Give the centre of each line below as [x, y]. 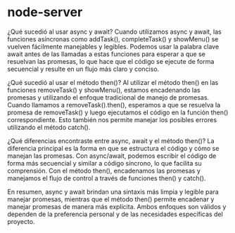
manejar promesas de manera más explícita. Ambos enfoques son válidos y [117, 206]
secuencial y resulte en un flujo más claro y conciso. [83, 69]
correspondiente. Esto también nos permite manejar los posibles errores [112, 119]
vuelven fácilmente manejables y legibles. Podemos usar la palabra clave [113, 46]
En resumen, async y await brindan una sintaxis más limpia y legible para [113, 192]
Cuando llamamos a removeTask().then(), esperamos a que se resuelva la [114, 105]
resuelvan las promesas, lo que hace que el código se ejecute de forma [111, 61]
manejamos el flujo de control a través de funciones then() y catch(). [107, 178]
